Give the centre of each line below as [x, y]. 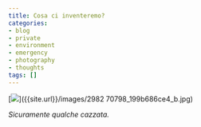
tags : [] [23, 75]
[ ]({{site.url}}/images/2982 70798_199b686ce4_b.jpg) [101, 99]
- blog [19, 30]
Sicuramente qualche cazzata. [59, 114]
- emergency [28, 53]
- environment [32, 46]
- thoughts [26, 68]
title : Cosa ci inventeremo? [57, 16]
